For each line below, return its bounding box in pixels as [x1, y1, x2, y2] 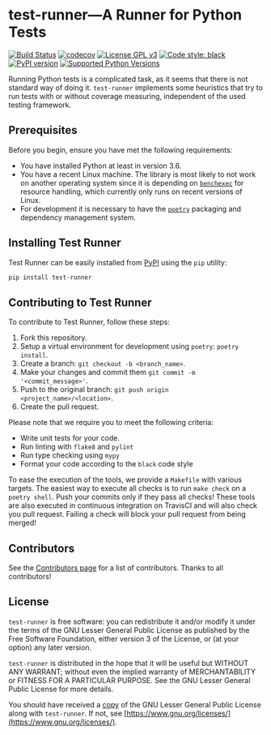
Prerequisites [8, 123, 78, 137]
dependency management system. [19, 213, 136, 222]
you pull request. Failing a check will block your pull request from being [8, 509, 247, 519]
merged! [8, 518, 36, 528]
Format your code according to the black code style [19, 459, 193, 469]
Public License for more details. [8, 684, 114, 694]
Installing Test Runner [8, 236, 121, 250]
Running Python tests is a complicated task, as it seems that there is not [8, 74, 248, 84]
